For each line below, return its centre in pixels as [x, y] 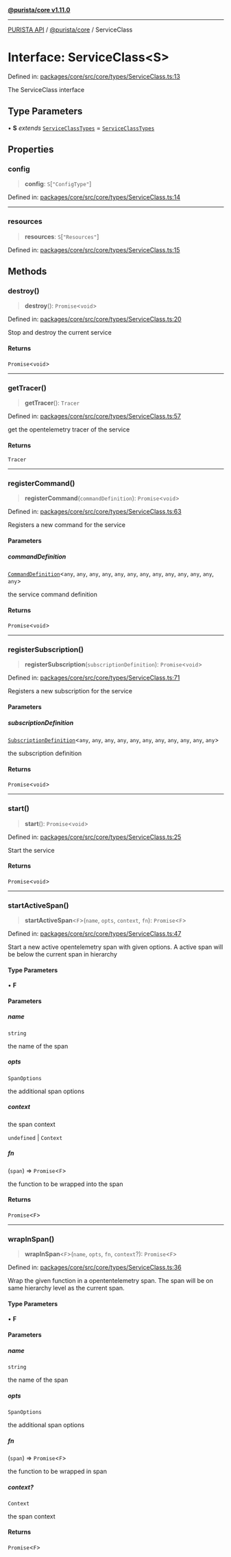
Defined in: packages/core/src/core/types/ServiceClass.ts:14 [94, 197]
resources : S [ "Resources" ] [62, 236]
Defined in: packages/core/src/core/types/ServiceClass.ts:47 [95, 934]
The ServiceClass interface [46, 89]
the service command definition [53, 594]
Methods [27, 272]
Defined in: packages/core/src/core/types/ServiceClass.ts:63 [95, 512]
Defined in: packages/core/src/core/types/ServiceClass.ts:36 [95, 1268]
